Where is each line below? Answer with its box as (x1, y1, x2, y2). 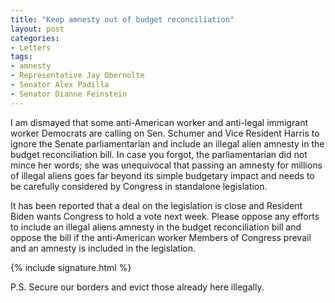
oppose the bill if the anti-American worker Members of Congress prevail (10, 231, 312, 243)
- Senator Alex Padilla (10, 80, 110, 90)
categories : (10, 33, 60, 43)
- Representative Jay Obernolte (10, 71, 145, 81)
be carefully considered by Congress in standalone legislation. (10, 180, 268, 192)
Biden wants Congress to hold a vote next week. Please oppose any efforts (10, 210, 320, 222)
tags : (10, 52, 33, 62)
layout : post (10, 24, 65, 34)
